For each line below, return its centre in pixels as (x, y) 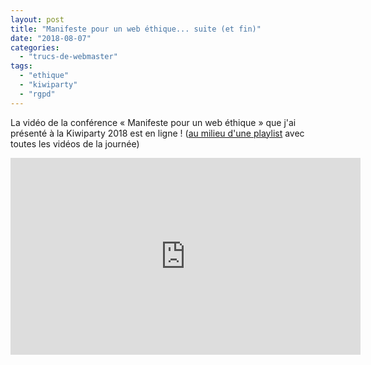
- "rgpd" (37, 94)
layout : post (37, 19)
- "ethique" (44, 76)
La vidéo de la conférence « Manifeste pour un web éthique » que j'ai (153, 122)
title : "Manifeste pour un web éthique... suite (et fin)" (136, 29)
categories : (35, 47)
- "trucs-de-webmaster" (68, 57)
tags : (21, 66)
